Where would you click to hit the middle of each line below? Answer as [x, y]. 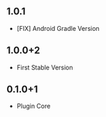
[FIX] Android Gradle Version [58, 28]
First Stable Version [45, 67]
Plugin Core [33, 106]
